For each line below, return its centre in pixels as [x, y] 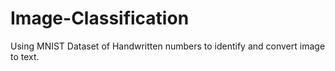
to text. [25, 56]
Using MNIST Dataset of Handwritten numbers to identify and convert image [168, 46]
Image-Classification [100, 18]
